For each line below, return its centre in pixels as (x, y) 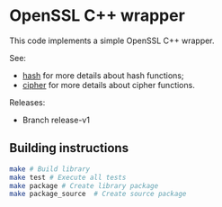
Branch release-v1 (56, 120)
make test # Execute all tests (68, 177)
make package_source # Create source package (98, 194)
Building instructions (69, 148)
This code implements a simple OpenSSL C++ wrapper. (112, 40)
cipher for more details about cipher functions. (108, 85)
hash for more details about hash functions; (103, 75)
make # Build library (50, 169)
